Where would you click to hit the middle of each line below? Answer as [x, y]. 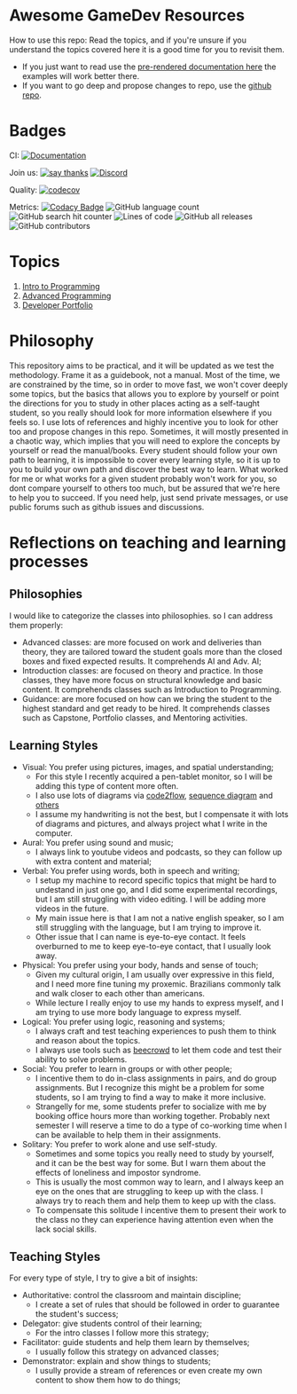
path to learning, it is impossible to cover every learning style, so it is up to [145, 460]
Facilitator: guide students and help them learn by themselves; [136, 1343]
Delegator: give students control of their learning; [112, 1324]
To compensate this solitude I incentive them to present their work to [160, 1210]
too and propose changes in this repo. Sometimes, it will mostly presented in [149, 431]
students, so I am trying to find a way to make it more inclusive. [151, 1097]
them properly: [36, 625]
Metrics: [24, 207]
